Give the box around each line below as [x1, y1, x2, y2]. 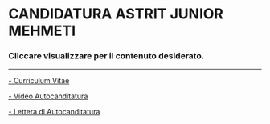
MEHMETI [8, 22, 76, 40]
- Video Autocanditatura [8, 91, 88, 101]
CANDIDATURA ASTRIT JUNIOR [8, 5, 223, 23]
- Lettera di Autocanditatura [8, 107, 100, 117]
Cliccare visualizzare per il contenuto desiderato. [8, 50, 205, 62]
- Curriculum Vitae [8, 76, 70, 86]
